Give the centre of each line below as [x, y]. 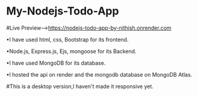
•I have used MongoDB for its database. [56, 63]
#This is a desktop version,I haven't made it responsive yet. [80, 86]
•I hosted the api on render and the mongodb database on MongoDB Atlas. [99, 74]
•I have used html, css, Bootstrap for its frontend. [67, 39]
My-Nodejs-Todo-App [63, 11]
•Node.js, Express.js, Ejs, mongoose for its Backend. [71, 51]
